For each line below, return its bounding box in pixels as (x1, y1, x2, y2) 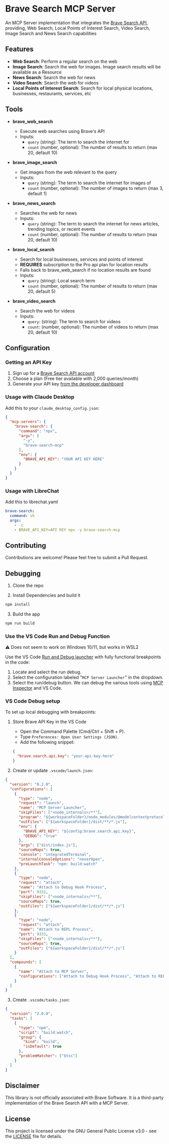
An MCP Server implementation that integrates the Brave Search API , (5, 20, 148, 26)
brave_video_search (12, 298, 56, 304)
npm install (5, 602, 30, 607)
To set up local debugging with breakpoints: (5, 709, 97, 715)
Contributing (5, 541, 46, 550)
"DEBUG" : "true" (23, 833, 57, 838)
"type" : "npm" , (18, 1025, 51, 1030)
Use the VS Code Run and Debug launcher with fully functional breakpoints (5, 654, 161, 660)
